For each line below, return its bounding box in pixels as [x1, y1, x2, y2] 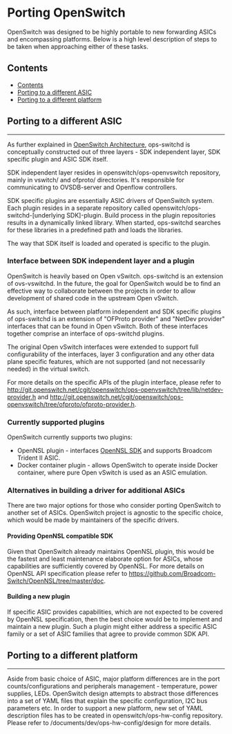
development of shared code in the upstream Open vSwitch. [7, 293, 179, 302]
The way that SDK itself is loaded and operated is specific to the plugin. [7, 239, 211, 247]
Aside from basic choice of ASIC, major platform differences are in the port [7, 675, 220, 683]
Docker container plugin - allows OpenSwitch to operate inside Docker [17, 461, 218, 470]
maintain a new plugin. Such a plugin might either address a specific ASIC [7, 622, 217, 630]
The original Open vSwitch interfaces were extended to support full [7, 342, 199, 351]
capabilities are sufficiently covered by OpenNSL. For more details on [7, 561, 205, 570]
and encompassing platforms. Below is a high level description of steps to [7, 35, 217, 43]
